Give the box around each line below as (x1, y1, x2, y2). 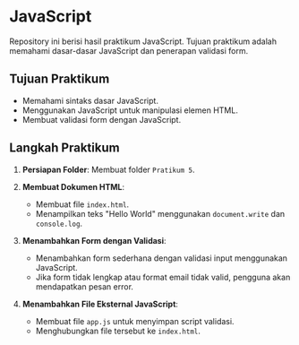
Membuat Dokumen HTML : (21, 181, 125, 192)
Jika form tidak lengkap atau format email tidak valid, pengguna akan (35, 272, 291, 282)
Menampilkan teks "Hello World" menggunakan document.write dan (35, 208, 286, 219)
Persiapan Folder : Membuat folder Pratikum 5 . (21, 164, 195, 175)
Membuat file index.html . (35, 199, 130, 210)
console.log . (35, 218, 83, 229)
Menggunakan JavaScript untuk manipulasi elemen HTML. (21, 105, 239, 116)
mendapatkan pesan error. (35, 280, 134, 292)
